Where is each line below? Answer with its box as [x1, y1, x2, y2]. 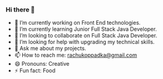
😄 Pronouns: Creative [14, 60, 70, 68]
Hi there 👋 [5, 5, 36, 14]
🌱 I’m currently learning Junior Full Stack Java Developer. [14, 25, 158, 33]
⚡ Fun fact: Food [14, 67, 56, 74]
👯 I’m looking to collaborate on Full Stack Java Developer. [14, 32, 158, 39]
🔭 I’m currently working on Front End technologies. [14, 19, 141, 27]
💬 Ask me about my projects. [14, 45, 86, 52]
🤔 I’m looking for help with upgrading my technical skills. [14, 39, 155, 46]
